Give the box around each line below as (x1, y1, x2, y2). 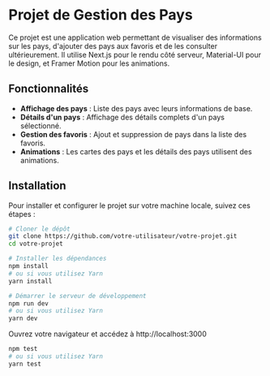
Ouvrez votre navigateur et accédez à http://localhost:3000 (8, 329, 207, 339)
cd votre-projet (8, 240, 63, 249)
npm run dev (8, 299, 49, 308)
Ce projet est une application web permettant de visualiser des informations (8, 32, 262, 42)
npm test (8, 345, 38, 353)
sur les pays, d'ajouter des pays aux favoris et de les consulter (8, 41, 217, 50)
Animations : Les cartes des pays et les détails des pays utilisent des (19, 146, 253, 156)
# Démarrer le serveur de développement (8, 292, 148, 300)
